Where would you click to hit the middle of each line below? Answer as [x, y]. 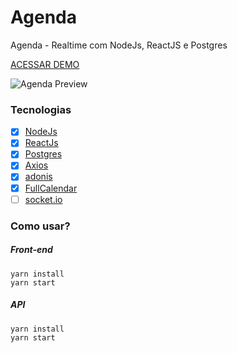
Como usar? [40, 226]
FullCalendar [51, 188]
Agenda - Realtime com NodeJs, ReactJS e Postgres [119, 45]
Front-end [31, 250]
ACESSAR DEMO [45, 64]
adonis [38, 177]
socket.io [43, 199]
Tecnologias [41, 109]
